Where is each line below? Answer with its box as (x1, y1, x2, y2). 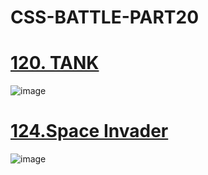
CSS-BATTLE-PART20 (10, 6, 200, 29)
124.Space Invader (10, 120, 169, 143)
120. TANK (10, 52, 100, 75)
